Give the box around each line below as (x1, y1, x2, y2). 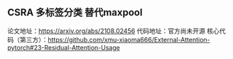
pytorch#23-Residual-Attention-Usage (7, 43, 121, 51)
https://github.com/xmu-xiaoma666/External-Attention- (48, 35, 211, 44)
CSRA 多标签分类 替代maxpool (7, 6, 143, 19)
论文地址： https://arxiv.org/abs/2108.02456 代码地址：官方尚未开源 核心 (7, 27, 220, 35)
